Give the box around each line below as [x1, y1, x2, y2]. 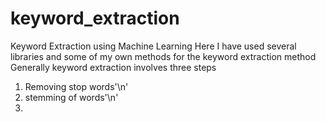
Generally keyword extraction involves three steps [10, 61, 217, 73]
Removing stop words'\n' [24, 80, 129, 92]
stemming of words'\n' [24, 91, 119, 103]
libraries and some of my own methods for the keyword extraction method [10, 50, 317, 62]
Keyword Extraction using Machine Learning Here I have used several [10, 40, 297, 52]
